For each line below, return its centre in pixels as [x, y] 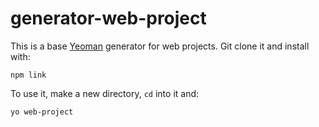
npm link [28, 75]
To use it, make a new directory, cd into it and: [105, 93]
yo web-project [42, 112]
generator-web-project [108, 18]
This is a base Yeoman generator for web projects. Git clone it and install [160, 46]
